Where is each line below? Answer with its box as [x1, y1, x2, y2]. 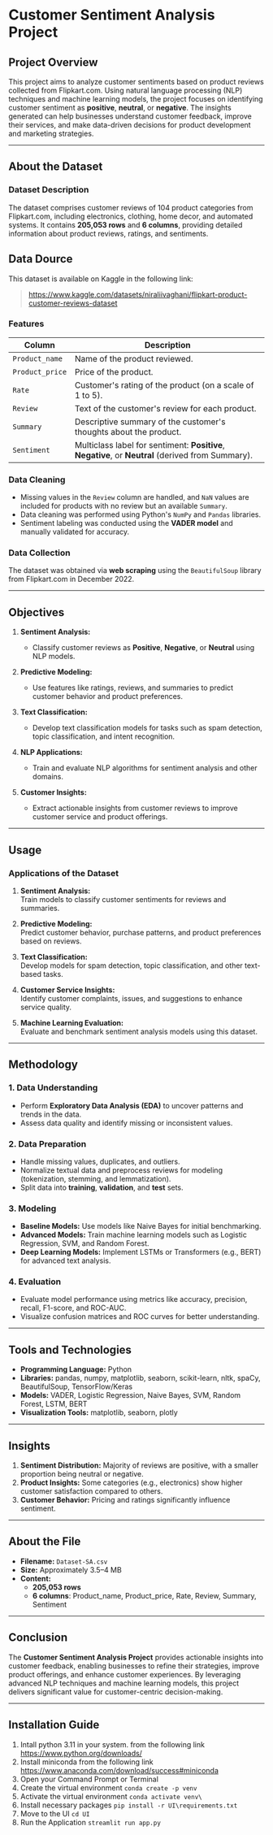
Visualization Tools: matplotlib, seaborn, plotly [19, 1408, 179, 1417]
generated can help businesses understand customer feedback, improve [8, 111, 252, 121]
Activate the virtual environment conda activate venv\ [19, 1791, 202, 1801]
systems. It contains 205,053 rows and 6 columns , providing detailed [8, 219, 243, 229]
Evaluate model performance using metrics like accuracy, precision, [19, 1295, 248, 1304]
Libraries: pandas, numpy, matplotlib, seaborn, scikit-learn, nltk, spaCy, [19, 1373, 261, 1383]
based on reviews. [19, 936, 83, 946]
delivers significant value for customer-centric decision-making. [8, 1686, 223, 1696]
